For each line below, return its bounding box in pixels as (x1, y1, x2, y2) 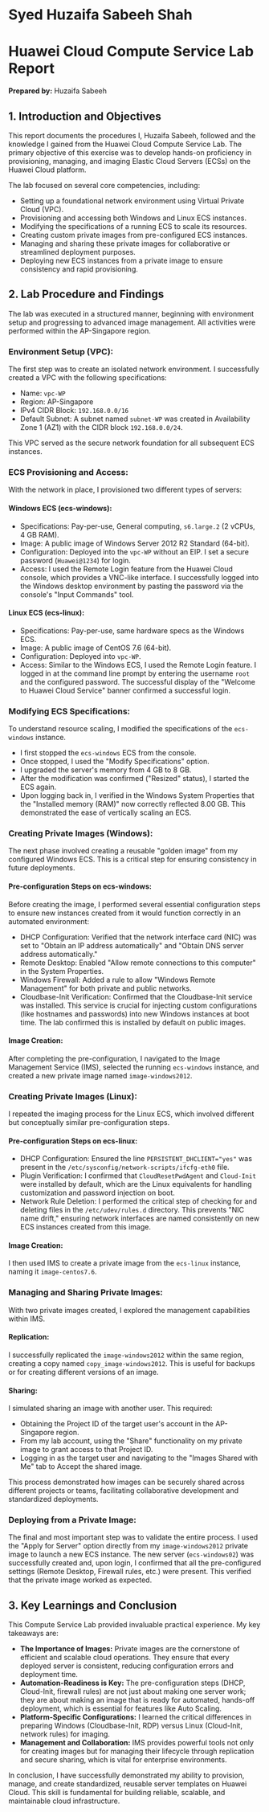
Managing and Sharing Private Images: (8, 1287, 163, 1299)
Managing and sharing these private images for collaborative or (19, 239, 230, 248)
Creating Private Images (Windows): (8, 828, 153, 839)
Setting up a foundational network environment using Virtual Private (19, 195, 245, 206)
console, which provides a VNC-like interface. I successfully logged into (19, 572, 259, 582)
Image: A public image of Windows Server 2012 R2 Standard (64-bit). (19, 538, 251, 548)
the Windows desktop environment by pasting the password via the (19, 581, 243, 591)
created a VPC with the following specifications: (8, 373, 167, 382)
